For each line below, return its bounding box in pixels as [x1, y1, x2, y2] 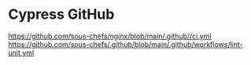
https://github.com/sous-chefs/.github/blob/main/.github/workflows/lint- [8, 39, 243, 49]
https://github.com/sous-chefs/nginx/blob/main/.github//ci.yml [8, 31, 212, 41]
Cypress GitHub [8, 5, 115, 23]
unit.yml [8, 48, 35, 57]
